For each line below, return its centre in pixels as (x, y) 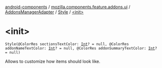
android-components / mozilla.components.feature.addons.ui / (68, 7)
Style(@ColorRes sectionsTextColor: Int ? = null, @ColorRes (67, 44)
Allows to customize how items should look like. (53, 61)
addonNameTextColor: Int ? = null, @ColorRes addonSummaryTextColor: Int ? (81, 48)
